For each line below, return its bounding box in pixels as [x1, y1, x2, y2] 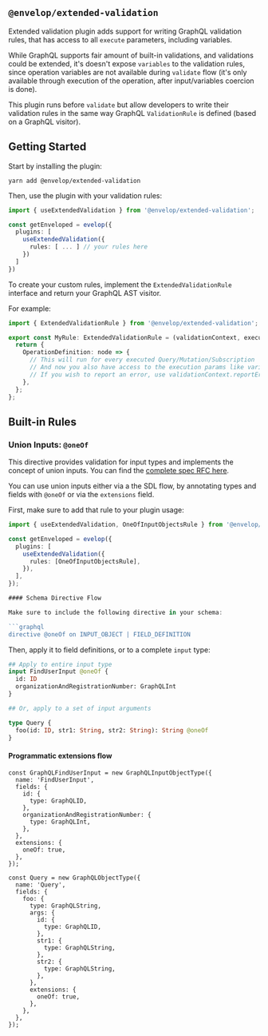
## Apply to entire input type [8, 660, 112, 668]
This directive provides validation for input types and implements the [8, 457, 234, 467]
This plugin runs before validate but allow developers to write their [8, 100, 230, 110]
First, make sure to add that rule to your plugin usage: [8, 505, 185, 515]
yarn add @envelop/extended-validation [8, 177, 141, 185]
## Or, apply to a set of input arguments [8, 704, 152, 712]
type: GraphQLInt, [29, 818, 91, 826]
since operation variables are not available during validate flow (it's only [8, 67, 247, 77]
